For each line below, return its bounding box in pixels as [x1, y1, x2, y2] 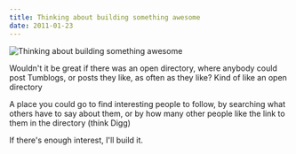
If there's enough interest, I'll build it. [9, 135, 144, 145]
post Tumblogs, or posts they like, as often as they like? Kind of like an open [9, 72, 287, 82]
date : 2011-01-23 [9, 21, 74, 30]
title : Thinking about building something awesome [9, 12, 201, 22]
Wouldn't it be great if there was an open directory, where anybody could [9, 63, 277, 73]
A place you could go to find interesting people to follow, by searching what [9, 98, 286, 109]
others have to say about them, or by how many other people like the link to [9, 108, 286, 119]
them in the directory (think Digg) [9, 117, 132, 128]
